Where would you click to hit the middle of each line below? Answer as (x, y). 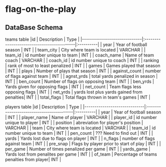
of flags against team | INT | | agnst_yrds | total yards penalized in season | (81, 76)
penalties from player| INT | (33, 159)
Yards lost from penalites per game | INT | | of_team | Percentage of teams (81, 154)
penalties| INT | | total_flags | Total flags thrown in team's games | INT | (78, 97)
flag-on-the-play (41, 9)
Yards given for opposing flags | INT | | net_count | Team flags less (73, 87)
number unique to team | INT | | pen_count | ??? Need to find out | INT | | (79, 133)
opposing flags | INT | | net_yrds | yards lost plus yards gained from (74, 92)
